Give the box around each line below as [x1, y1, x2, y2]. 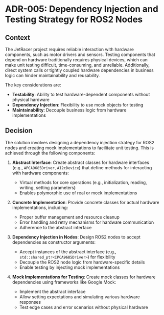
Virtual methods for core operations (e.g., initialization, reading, [19, 179, 147, 185]
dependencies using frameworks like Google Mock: [12, 279, 117, 285]
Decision [5, 127, 33, 135]
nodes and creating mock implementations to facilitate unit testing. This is [5, 145, 154, 151]
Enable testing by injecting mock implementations [19, 264, 120, 270]
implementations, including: [12, 205, 68, 210]
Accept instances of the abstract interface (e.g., [19, 249, 117, 255]
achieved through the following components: [5, 150, 95, 156]
